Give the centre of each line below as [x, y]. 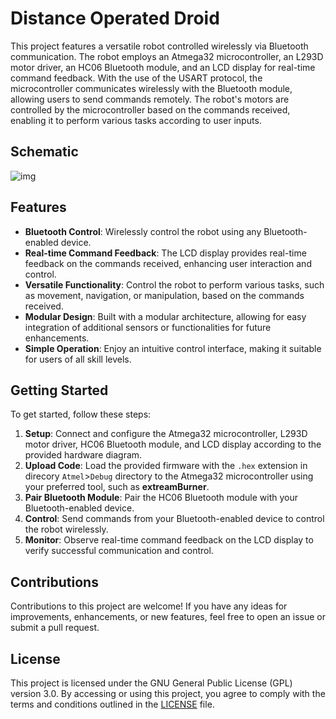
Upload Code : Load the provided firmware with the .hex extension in [166, 466]
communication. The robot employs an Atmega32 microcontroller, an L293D [167, 56]
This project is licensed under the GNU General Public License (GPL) [151, 683]
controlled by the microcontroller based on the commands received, [150, 109]
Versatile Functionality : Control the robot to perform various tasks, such [174, 284]
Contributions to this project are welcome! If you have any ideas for [149, 606]
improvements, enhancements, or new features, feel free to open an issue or [168, 617]
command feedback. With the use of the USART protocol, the [136, 78]
